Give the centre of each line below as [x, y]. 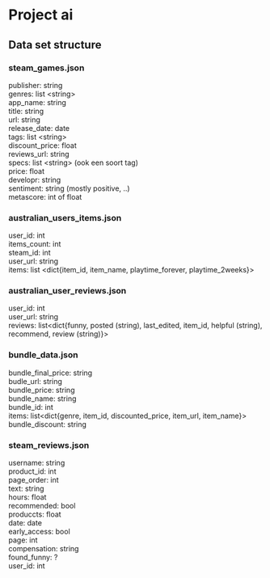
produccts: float [35, 514]
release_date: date [39, 128]
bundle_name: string [42, 399]
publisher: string [36, 85]
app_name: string [38, 102]
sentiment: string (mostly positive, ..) [70, 188]
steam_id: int [30, 253]
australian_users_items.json [65, 217]
